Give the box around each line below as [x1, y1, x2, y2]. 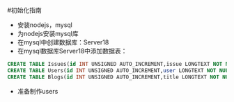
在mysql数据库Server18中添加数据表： [17, 47, 127, 55]
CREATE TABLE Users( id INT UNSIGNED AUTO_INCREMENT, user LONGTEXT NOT [7, 67, 217, 74]
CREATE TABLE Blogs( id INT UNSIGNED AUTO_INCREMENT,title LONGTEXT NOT [7, 74, 219, 80]
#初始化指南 [7, 6, 42, 14]
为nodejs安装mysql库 [17, 30, 79, 37]
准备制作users [17, 87, 58, 95]
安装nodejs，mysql [17, 21, 73, 29]
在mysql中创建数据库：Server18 [17, 38, 109, 46]
